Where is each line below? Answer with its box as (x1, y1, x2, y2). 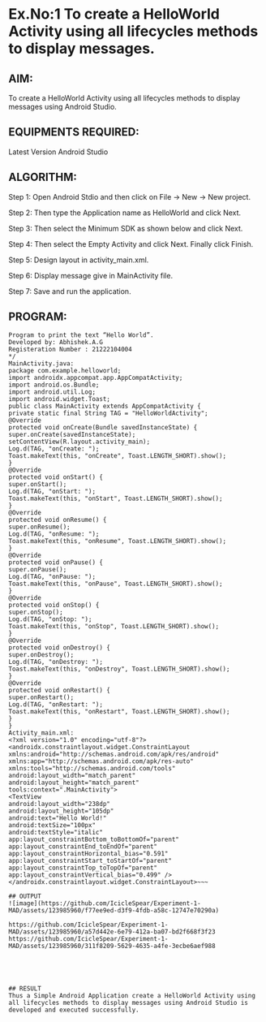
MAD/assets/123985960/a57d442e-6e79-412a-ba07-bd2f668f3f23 (8, 928, 217, 936)
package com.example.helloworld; (8, 367, 122, 375)
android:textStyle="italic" (8, 829, 104, 837)
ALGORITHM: (8, 170, 77, 184)
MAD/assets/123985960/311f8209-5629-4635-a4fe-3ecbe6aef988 (8, 942, 217, 951)
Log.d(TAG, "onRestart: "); (8, 701, 104, 709)
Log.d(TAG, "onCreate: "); (8, 445, 100, 453)
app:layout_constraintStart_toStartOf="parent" (8, 857, 173, 865)
